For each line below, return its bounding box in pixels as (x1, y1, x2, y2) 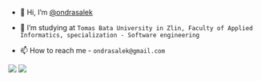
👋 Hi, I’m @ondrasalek (19, 8, 94, 17)
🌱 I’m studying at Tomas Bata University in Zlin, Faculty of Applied (19, 23, 254, 32)
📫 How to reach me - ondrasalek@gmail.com (19, 46, 166, 55)
